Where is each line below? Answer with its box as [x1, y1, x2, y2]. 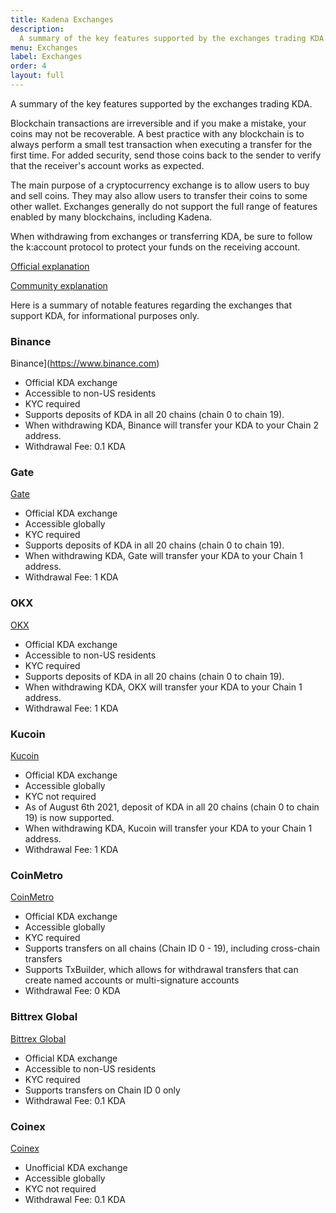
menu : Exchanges [10, 42, 78, 53]
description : [10, 24, 65, 34]
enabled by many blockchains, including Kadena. [10, 211, 213, 223]
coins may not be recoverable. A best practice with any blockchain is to [10, 127, 305, 140]
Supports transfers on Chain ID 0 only [24, 1084, 181, 1096]
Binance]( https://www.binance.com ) [10, 357, 160, 370]
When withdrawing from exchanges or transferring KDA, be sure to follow [10, 230, 313, 242]
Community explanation [10, 279, 108, 291]
